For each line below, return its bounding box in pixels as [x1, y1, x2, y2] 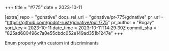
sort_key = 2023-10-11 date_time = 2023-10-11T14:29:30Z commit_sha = [5, 25, 156, 31]
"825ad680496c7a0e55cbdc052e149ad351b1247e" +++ [5, 30, 123, 36]
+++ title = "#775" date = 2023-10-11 [5, 5, 82, 10]
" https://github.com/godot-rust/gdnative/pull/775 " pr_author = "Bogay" [5, 20, 154, 25]
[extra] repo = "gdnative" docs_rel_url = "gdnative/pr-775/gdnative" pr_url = [5, 14, 164, 20]
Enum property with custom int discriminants [5, 40, 99, 46]
